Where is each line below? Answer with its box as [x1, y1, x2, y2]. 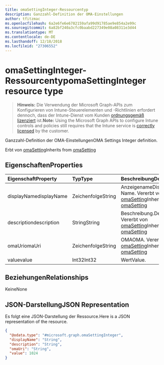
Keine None [5, 286, 28, 292]
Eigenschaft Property [7, 175, 57, 182]
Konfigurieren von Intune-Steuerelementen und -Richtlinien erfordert [17, 107, 155, 113]
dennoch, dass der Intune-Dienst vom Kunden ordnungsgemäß [17, 112, 144, 118]
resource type [5, 85, 63, 97]
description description [7, 219, 60, 226]
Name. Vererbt [121, 190, 155, 196]
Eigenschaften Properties [5, 161, 83, 169]
